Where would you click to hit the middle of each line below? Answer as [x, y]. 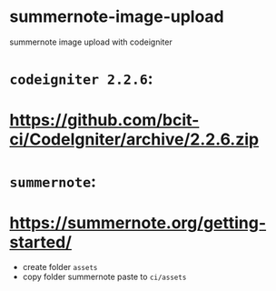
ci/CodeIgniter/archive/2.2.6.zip [134, 140]
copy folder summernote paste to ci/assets [104, 277]
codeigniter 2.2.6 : [81, 79]
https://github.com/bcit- [104, 120]
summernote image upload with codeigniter [91, 42]
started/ [41, 242]
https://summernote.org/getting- [138, 222]
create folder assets [60, 267]
